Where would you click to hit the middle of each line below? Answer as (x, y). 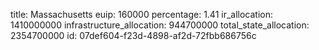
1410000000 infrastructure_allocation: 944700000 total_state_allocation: (160, 25)
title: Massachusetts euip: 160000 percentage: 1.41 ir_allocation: (142, 14)
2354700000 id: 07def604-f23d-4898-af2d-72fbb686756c (133, 35)
